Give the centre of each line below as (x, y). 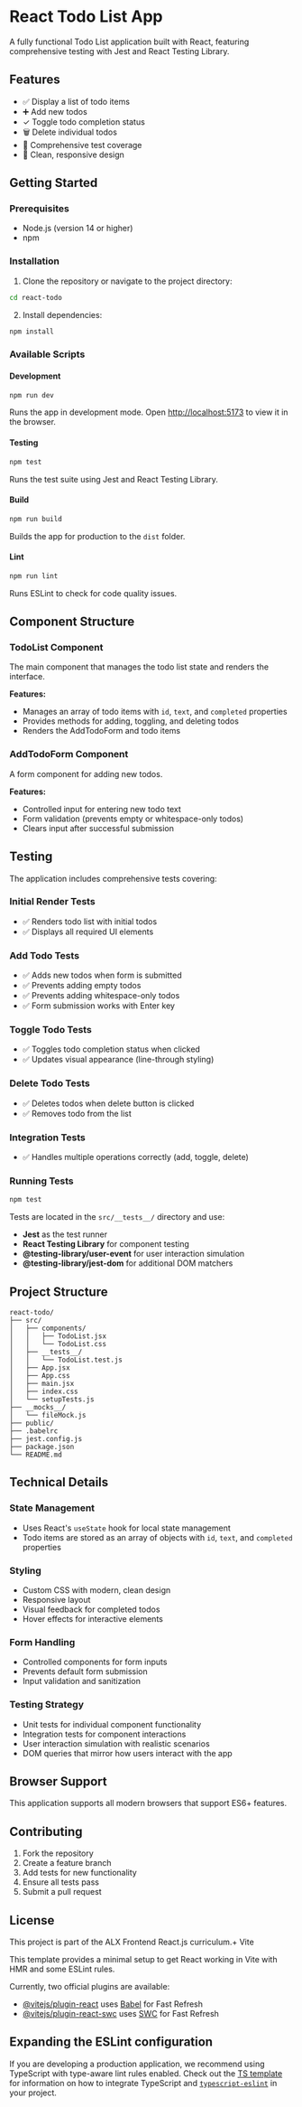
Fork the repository (58, 1853)
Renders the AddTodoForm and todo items (101, 731)
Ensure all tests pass (60, 1882)
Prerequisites (39, 209)
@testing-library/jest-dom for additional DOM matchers (128, 1263)
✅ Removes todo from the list (77, 1113)
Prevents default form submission (85, 1672)
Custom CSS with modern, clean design (96, 1590)
